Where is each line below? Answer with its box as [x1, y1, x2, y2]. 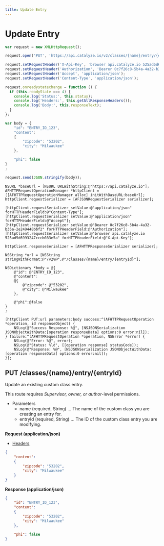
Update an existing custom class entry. [5, 382, 83, 388]
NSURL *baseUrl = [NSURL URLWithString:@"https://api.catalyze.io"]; [5, 184, 150, 189]
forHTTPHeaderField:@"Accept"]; [5, 218, 71, 223]
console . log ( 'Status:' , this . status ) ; [14, 94, 93, 99]
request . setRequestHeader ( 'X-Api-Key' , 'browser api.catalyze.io [5, 62, 141, 67]
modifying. [19, 422, 41, 427]
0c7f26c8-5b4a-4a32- [109, 223, 152, 227]
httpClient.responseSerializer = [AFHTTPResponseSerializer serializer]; [5, 244, 159, 249]
